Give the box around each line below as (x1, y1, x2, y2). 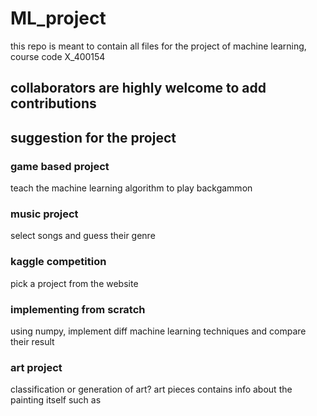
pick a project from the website (10, 277, 139, 289)
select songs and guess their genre (10, 230, 156, 242)
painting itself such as (10, 394, 102, 406)
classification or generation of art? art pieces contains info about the (10, 383, 293, 396)
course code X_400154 (10, 50, 106, 62)
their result (10, 335, 55, 347)
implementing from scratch (10, 302, 146, 316)
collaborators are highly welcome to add (10, 80, 267, 97)
